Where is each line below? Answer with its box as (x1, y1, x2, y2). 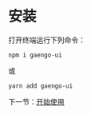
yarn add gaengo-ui (8, 81, 73, 90)
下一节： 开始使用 (8, 96, 65, 106)
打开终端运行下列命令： (8, 35, 85, 45)
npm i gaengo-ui (8, 51, 62, 59)
